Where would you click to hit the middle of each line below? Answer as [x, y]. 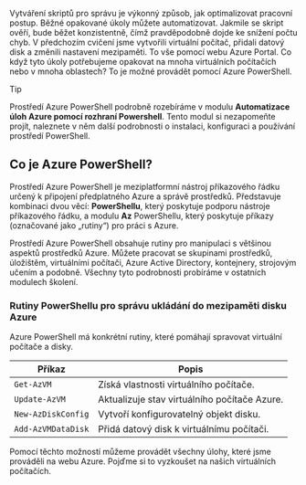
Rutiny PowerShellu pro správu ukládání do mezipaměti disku [148, 305]
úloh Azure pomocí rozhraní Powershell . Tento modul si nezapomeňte [142, 116]
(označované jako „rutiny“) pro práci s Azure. [94, 225]
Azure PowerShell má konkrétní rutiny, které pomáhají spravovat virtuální [146, 337]
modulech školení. [44, 281]
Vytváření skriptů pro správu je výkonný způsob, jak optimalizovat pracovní [151, 13]
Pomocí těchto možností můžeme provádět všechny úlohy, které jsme [140, 452]
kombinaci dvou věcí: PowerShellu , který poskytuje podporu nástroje [140, 206]
